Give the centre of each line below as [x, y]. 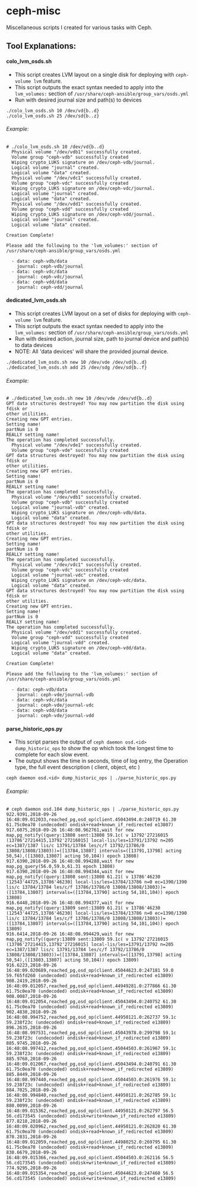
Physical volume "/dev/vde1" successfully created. [77, 445]
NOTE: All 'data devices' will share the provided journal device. [92, 351]
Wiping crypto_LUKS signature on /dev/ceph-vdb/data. [79, 513]
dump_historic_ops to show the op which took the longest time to [94, 748]
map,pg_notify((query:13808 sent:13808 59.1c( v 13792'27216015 [87, 835]
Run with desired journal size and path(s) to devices [78, 100]
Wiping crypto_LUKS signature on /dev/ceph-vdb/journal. [83, 162]
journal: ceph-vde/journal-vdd [55, 716]
